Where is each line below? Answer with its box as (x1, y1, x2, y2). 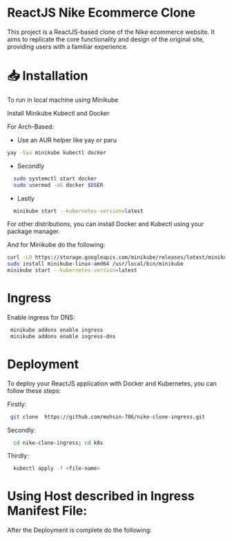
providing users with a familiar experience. (7, 42, 128, 51)
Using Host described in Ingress (7, 488, 195, 504)
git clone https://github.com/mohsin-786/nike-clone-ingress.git (10, 413, 206, 420)
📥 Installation (7, 68, 88, 84)
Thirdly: (7, 452, 29, 460)
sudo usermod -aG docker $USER (13, 181, 104, 188)
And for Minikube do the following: (7, 241, 106, 249)
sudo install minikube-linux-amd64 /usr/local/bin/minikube (7, 261, 184, 268)
